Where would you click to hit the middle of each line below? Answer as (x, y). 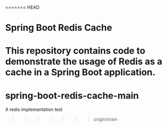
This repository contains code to (75, 51)
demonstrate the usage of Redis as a (84, 61)
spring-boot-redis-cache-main (72, 95)
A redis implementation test (34, 110)
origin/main (106, 119)
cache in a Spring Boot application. (80, 72)
